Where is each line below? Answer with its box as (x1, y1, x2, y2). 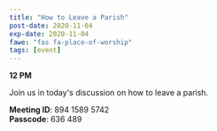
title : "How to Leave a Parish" (9, 12, 128, 22)
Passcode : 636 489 (9, 114, 82, 125)
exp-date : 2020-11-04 (9, 29, 89, 38)
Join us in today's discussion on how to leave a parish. (9, 88, 209, 98)
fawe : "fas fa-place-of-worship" (9, 37, 133, 47)
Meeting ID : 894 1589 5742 (9, 104, 110, 115)
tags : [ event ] (9, 46, 62, 55)
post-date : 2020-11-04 (9, 21, 93, 30)
